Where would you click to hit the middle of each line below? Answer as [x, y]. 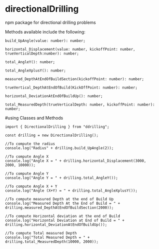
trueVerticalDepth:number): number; [42, 53]
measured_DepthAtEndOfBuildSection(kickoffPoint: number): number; [75, 79]
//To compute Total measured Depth [41, 233]
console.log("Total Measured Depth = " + [48, 237]
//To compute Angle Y [27, 174]
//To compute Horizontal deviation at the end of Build [63, 216]
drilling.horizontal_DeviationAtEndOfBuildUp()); [56, 225]
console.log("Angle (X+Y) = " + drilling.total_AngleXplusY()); [71, 191]
